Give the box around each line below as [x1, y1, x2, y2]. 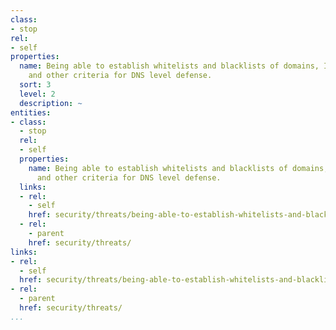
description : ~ [19, 98, 83, 108]
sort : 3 [19, 80, 52, 90]
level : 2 [19, 89, 56, 99]
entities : [10, 107, 52, 118]
